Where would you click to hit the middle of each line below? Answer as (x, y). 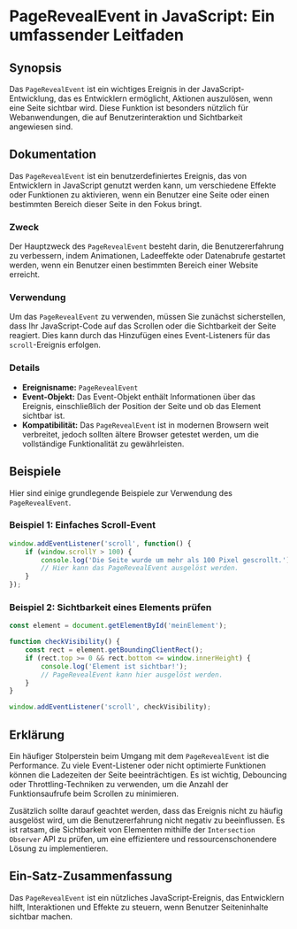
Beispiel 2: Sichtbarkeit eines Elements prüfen (110, 607)
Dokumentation (53, 155)
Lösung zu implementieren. (59, 848)
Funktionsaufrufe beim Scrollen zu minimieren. (94, 794)
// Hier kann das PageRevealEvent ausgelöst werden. (140, 569)
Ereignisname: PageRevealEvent (80, 387)
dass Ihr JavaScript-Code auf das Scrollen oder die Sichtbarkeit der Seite (143, 326)
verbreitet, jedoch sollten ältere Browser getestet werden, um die (140, 434)
